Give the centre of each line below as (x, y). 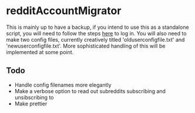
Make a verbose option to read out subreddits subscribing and (90, 91)
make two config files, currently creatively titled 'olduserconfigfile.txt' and (95, 39)
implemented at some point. (40, 52)
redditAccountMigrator (64, 11)
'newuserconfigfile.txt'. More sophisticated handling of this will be (86, 46)
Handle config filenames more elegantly (63, 85)
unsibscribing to (34, 97)
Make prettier (31, 104)
